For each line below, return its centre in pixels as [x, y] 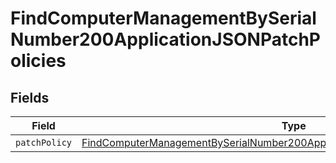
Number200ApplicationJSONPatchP [165, 39]
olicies [38, 61]
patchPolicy [44, 142]
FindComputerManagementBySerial [163, 18]
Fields [30, 97]
